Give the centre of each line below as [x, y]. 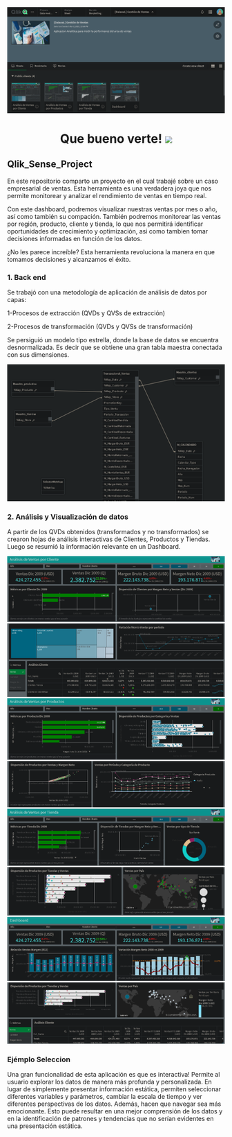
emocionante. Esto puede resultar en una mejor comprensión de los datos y [115, 1111]
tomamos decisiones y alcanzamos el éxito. [69, 259]
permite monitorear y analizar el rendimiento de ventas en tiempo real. [107, 195]
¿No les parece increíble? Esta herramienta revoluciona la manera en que [111, 252]
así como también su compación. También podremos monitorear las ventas [114, 216]
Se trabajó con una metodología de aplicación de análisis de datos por [107, 292]
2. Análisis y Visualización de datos [68, 517]
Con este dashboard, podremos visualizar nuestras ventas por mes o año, [112, 209]
